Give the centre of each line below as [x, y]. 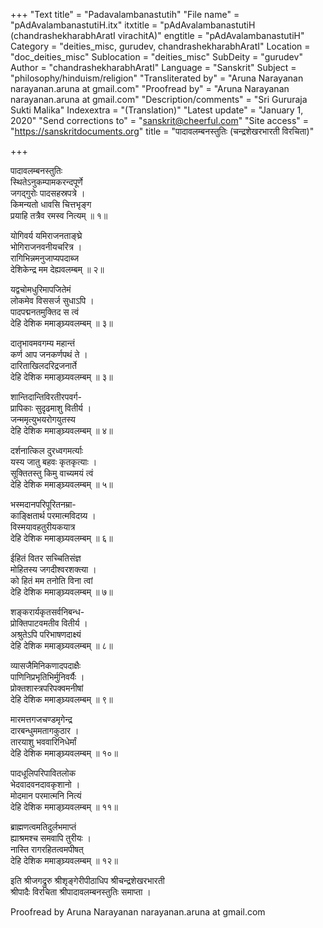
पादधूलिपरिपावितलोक [43, 773]
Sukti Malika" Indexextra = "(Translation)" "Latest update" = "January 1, [157, 110]
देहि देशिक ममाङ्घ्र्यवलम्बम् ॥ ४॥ [61, 430]
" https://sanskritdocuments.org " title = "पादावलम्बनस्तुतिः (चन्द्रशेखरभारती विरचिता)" [162, 131]
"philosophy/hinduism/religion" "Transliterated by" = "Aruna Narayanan [157, 78]
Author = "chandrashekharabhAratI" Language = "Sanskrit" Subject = [153, 67]
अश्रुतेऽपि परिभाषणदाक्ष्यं [46, 634]
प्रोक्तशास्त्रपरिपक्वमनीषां [47, 688]
